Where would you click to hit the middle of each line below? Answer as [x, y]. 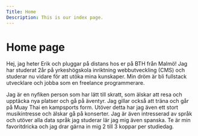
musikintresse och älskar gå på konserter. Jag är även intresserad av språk [99, 114]
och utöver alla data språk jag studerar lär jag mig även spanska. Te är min [98, 120]
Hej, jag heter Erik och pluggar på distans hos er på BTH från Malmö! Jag [97, 64]
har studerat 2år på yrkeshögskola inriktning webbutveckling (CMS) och [96, 70]
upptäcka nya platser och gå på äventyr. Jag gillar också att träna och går [97, 101]
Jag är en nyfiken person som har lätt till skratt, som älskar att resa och [94, 94]
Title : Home [21, 12]
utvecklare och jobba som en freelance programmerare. [76, 83]
